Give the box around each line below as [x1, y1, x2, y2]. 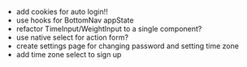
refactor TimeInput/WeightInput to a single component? [15, 24, 202, 33]
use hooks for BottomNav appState [15, 15, 134, 25]
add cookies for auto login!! [15, 7, 108, 16]
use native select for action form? [15, 32, 128, 42]
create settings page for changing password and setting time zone [15, 41, 240, 51]
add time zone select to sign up [15, 50, 122, 59]
